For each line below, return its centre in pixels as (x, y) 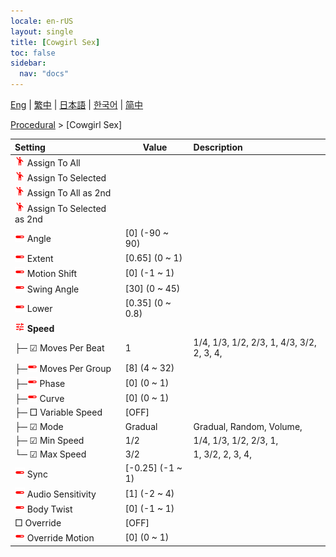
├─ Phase (40, 383)
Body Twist (49, 509)
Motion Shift (52, 274)
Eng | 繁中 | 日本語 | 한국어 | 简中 (77, 104)
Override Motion (60, 538)
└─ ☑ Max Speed (50, 454)
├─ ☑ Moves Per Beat (59, 347)
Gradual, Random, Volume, (248, 426)
